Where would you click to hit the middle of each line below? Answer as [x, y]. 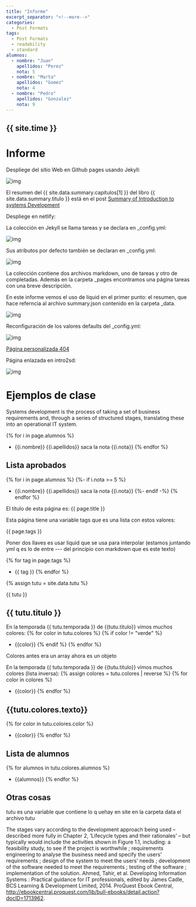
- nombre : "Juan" [32, 61]
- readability [28, 45]
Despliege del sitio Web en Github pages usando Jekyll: [73, 169]
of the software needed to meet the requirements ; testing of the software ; [97, 866]
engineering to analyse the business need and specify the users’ [84, 854]
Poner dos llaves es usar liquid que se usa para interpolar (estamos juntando [98, 542]
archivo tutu [20, 818]
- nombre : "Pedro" [34, 93]
